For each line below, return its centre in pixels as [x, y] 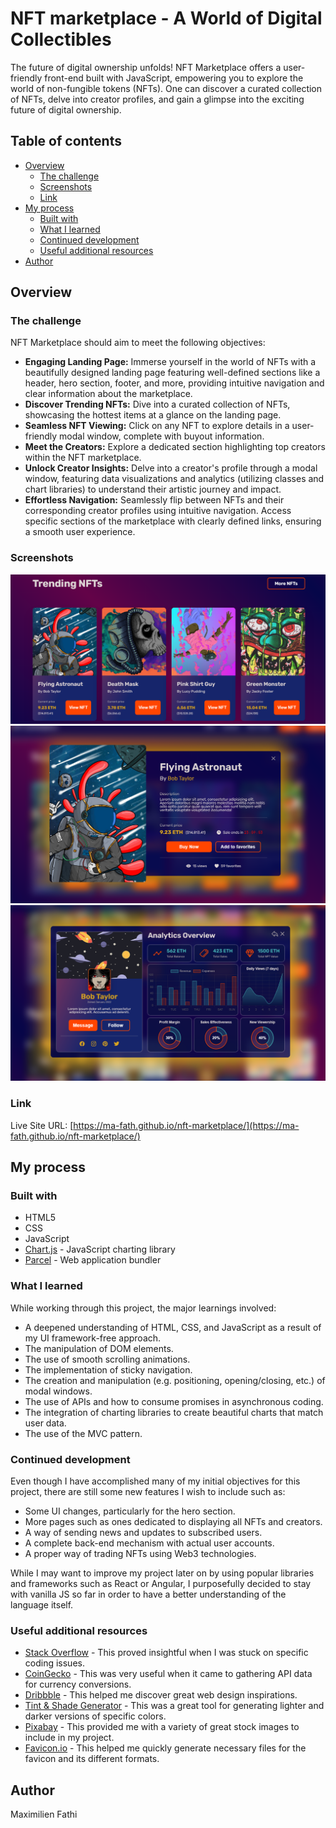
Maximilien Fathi [44, 1814]
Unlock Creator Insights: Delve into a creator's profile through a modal [171, 468]
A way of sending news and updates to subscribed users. [143, 1533]
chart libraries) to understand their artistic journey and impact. [153, 489]
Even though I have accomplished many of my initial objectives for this [155, 1481]
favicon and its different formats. [92, 1759]
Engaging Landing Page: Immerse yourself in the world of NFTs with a [170, 362]
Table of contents [66, 141]
